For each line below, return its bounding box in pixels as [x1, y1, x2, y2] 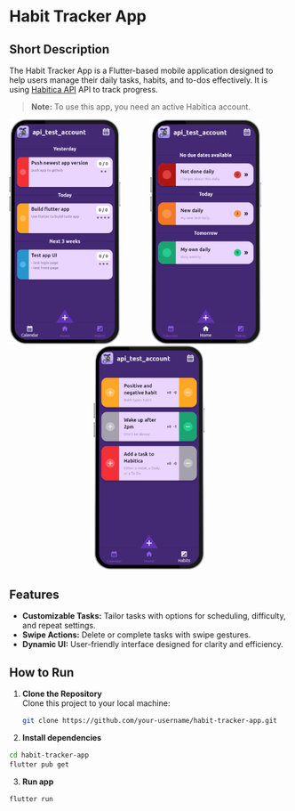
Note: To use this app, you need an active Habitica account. [30, 101, 251, 112]
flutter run [9, 794, 53, 803]
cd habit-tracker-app [9, 750, 90, 759]
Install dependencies [21, 732, 102, 742]
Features [9, 587, 60, 602]
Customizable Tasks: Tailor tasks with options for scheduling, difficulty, [21, 611, 286, 621]
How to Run [9, 665, 75, 680]
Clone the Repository [21, 688, 102, 700]
